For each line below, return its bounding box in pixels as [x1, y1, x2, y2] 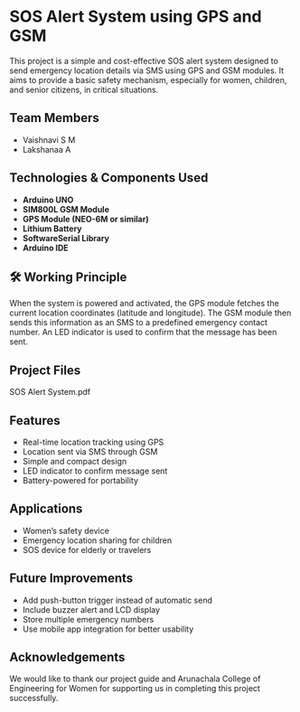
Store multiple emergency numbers [22, 614, 155, 624]
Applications [9, 501, 83, 517]
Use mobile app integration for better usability [22, 623, 194, 634]
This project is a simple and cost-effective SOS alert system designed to [9, 55, 278, 66]
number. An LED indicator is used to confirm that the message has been [9, 327, 277, 338]
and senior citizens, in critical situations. [9, 84, 159, 95]
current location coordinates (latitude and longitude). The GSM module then [9, 307, 292, 318]
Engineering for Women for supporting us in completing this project [9, 683, 260, 694]
